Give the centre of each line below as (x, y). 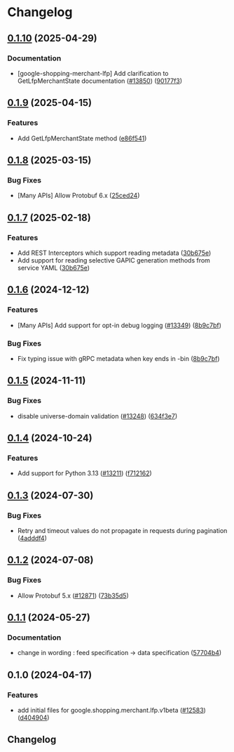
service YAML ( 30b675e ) (53, 268)
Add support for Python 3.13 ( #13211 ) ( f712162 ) (84, 473)
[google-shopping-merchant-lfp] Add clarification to (93, 73)
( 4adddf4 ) (32, 538)
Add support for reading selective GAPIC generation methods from (113, 260)
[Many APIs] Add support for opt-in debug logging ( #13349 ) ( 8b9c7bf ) (119, 325)
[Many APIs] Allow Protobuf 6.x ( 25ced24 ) (78, 196)
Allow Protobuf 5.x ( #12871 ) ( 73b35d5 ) (73, 595)
